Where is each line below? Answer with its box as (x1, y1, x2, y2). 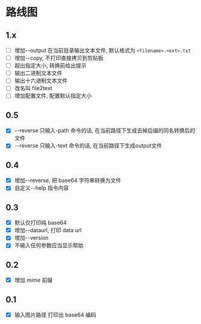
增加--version (14, 234, 49, 242)
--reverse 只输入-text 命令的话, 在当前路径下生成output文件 (14, 142, 162, 149)
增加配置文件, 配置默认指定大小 (14, 92, 92, 100)
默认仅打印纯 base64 (14, 219, 67, 227)
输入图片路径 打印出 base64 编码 (14, 311, 97, 319)
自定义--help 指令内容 (14, 184, 69, 192)
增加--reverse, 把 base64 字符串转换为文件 (14, 177, 121, 184)
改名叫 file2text (14, 85, 53, 92)
